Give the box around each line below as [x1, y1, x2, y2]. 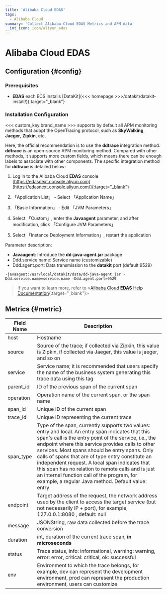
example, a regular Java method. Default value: [37, 478, 147, 485]
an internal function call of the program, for [37, 472, 138, 478]
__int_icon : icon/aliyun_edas [5, 26, 68, 31]
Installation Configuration [5, 111, 69, 118]
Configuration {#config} [5, 67, 82, 75]
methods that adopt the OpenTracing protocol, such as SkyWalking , [5, 127, 145, 133]
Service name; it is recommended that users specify [37, 363, 159, 370]
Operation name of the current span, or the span [37, 391, 150, 398]
